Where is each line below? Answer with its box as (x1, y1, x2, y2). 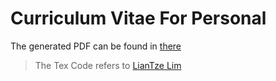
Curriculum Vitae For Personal (10, 7, 267, 30)
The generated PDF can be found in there (10, 40, 182, 52)
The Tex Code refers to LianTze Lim (34, 59, 182, 71)
